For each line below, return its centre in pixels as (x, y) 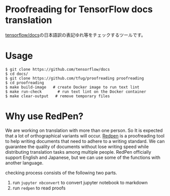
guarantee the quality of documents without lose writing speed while (77, 147)
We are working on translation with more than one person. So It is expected (84, 130)
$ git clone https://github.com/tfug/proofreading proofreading (75, 78)
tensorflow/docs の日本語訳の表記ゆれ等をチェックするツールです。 (76, 35)
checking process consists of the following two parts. (61, 173)
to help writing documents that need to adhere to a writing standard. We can (85, 141)
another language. (24, 163)
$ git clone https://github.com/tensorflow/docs (58, 69)
